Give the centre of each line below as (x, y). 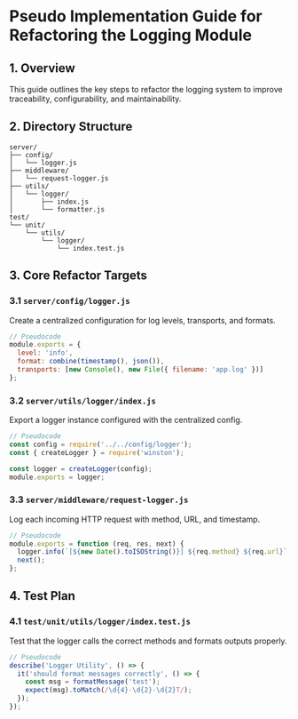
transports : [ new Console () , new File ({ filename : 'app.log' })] (141, 370)
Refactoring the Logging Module (131, 35)
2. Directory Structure (71, 127)
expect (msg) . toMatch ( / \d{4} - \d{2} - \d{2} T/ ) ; (109, 691)
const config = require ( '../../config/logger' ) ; (101, 444)
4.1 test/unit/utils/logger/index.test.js (100, 621)
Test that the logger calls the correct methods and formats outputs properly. (148, 641)
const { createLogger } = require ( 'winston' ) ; (97, 452)
